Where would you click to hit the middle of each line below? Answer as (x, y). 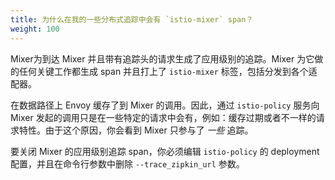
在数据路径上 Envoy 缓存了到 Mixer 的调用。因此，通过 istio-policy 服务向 (165, 105)
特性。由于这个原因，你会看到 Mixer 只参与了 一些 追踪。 (136, 130)
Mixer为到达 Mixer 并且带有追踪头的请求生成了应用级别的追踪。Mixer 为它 (162, 58)
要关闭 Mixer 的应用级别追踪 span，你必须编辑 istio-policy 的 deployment (165, 151)
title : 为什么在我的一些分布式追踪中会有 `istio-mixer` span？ (132, 19)
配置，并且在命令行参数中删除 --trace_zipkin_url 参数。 (127, 163)
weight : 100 (35, 29)
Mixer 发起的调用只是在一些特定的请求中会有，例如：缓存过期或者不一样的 (163, 117)
